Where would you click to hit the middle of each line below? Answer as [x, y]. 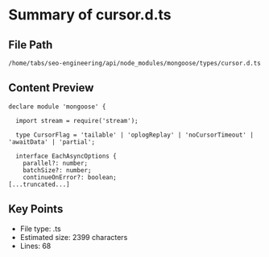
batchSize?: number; [57, 170]
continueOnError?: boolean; [70, 177]
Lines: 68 [35, 246]
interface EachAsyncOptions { [66, 156]
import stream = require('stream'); [77, 120]
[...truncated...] [39, 184]
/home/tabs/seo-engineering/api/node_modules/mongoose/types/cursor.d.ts [135, 63]
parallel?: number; [56, 163]
